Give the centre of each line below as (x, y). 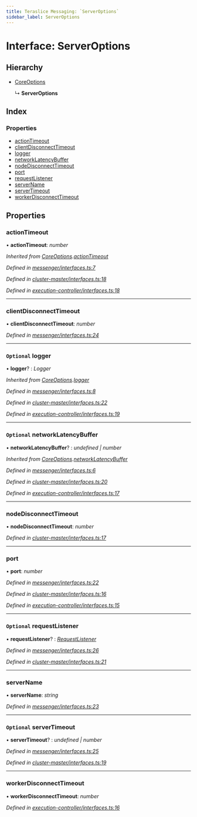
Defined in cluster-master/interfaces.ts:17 (56, 538)
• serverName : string (32, 695)
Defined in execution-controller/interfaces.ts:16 (63, 808)
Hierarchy (25, 68)
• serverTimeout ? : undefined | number (54, 740)
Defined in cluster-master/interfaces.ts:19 (56, 762)
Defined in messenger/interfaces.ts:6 (51, 470)
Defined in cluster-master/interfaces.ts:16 (56, 594)
